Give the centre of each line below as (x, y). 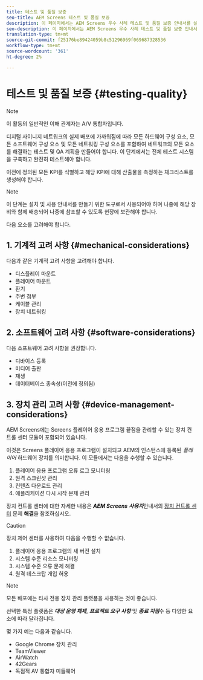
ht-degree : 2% (24, 57)
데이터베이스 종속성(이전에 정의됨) (55, 384)
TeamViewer (31, 651)
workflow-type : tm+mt (34, 46)
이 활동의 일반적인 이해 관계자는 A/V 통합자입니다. (65, 123)
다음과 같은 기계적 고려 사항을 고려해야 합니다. (60, 261)
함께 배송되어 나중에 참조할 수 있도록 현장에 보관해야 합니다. (88, 212)
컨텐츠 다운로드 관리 (38, 485)
